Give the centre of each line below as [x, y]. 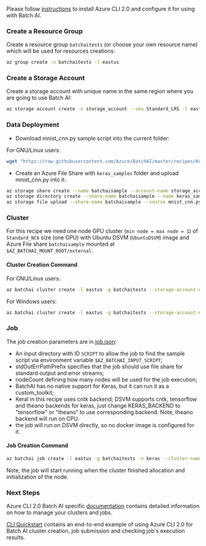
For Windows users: [32, 301]
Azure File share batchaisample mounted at [61, 244]
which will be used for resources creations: [61, 51]
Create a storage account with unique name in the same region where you [100, 91]
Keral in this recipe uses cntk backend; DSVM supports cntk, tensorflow [106, 399]
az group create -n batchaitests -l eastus [63, 63]
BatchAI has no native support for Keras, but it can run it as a [92, 386]
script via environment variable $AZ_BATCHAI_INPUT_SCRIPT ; [89, 360]
